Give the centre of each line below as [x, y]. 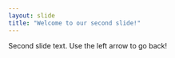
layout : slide [32, 15]
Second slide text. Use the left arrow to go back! [88, 45]
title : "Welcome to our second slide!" [75, 23]
